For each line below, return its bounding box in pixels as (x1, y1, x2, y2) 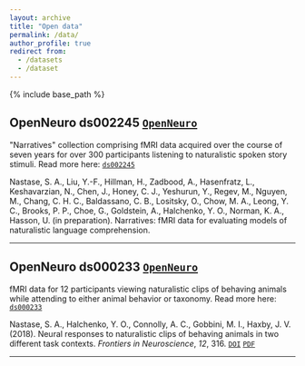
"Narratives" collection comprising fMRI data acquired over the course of (9, 139, 283, 150)
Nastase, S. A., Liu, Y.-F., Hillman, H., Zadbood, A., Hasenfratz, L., (9, 176, 256, 187)
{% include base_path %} (9, 88, 105, 100)
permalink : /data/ (9, 30, 79, 39)
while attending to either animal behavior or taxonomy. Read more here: (9, 292, 277, 304)
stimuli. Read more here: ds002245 (9, 158, 135, 169)
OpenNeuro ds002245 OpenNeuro (9, 115, 198, 131)
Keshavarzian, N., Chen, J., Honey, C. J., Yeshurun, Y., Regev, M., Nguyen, (9, 185, 288, 196)
